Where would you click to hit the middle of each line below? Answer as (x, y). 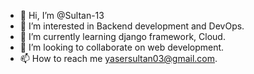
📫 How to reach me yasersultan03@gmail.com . (118, 58)
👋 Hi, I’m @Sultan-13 (62, 15)
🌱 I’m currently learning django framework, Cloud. (122, 36)
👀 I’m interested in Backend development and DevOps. (132, 26)
